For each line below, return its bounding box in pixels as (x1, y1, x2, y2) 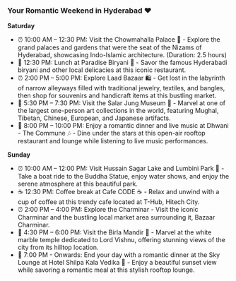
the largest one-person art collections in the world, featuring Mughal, (17, 107, 219, 115)
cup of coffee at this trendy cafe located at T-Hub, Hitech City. (17, 198, 200, 206)
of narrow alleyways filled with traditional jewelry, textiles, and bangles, (17, 84, 225, 92)
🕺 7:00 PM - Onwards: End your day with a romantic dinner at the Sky (17, 251, 220, 259)
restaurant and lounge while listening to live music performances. (17, 137, 208, 145)
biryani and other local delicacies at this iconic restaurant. (17, 66, 187, 74)
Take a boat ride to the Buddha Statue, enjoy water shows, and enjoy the (17, 172, 230, 181)
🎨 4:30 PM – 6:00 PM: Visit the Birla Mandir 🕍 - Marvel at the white (17, 228, 212, 237)
